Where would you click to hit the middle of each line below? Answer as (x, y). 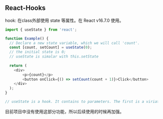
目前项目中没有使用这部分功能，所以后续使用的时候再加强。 (65, 111)
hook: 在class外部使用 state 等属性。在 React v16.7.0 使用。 (64, 20)
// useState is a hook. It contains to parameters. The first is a (75, 102)
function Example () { (27, 39)
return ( (18, 65)
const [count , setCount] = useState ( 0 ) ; (51, 48)
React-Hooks (25, 8)
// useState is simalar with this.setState (54, 57)
